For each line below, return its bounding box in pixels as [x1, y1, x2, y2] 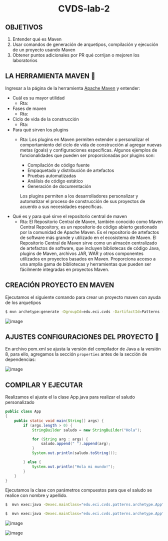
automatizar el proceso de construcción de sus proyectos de [19, 198, 145, 204]
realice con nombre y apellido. [5, 492, 67, 498]
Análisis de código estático [27, 178, 83, 184]
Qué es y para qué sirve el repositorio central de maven [12, 213, 127, 219]
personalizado [5, 399, 35, 405]
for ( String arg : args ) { [31, 436, 88, 441]
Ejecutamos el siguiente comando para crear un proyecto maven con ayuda [5, 294, 161, 300]
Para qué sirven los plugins [12, 126, 68, 132]
